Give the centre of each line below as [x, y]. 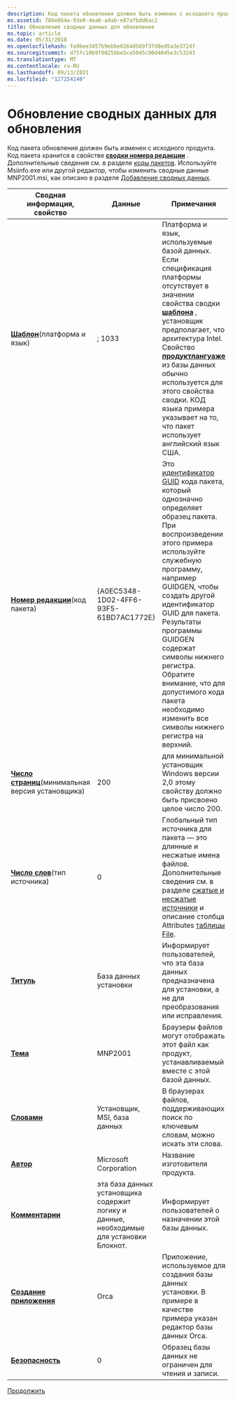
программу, [182, 569]
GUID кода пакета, [193, 481]
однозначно [182, 499]
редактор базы [187, 1327]
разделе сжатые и [193, 890]
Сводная [50, 195]
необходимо [183, 709]
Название [178, 1155]
